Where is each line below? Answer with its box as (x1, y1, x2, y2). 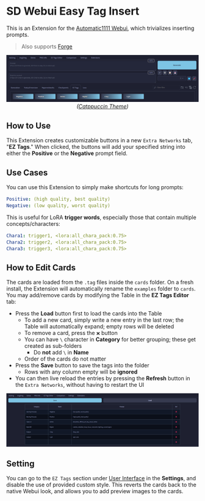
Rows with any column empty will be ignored (24, 368, 138, 376)
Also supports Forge (21, 43, 73, 50)
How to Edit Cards (6, 262, 76, 273)
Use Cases (6, 167, 48, 178)
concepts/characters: (6, 220, 60, 227)
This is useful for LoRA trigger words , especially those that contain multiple (6, 214, 196, 221)
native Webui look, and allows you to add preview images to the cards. (6, 488, 184, 495)
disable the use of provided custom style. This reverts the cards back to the (6, 481, 197, 489)
